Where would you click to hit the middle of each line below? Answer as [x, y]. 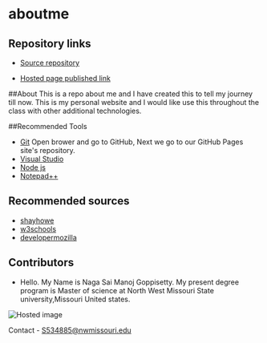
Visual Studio [42, 159]
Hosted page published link [65, 78]
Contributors [41, 262]
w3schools [38, 228]
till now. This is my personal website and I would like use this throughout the [133, 102]
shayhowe [37, 220]
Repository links [50, 44]
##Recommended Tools [48, 126]
